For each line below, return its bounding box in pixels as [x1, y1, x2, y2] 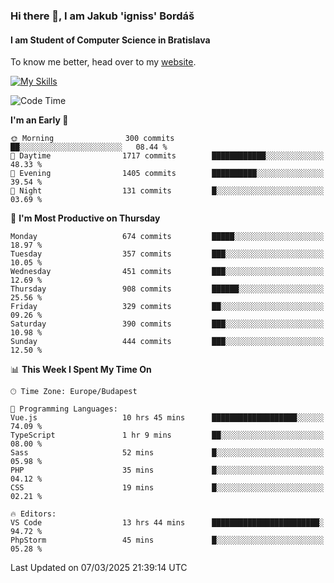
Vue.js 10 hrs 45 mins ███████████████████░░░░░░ [10, 413, 325, 423]
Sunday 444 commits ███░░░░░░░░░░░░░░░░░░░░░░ [10, 337, 325, 347]
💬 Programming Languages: [10, 404, 118, 414]
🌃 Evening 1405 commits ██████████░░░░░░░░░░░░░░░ [10, 169, 325, 179]
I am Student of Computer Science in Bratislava [10, 34, 211, 46]
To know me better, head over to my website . [10, 56, 197, 68]
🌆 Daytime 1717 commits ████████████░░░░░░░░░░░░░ [10, 151, 325, 161]
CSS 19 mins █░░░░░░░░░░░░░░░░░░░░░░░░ [10, 483, 325, 493]
